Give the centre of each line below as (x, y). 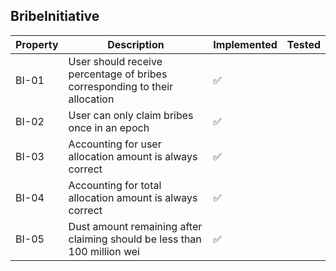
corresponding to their (121, 86)
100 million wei (104, 251)
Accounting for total (115, 185)
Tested (303, 44)
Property (37, 44)
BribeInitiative (55, 16)
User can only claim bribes (131, 115)
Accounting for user (115, 144)
